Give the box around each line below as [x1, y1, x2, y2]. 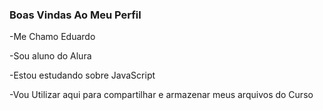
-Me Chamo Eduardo [9, 31, 96, 43]
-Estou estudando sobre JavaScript [9, 69, 156, 82]
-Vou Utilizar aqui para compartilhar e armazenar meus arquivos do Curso [9, 89, 314, 101]
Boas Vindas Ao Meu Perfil [9, 8, 142, 22]
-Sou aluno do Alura [9, 50, 92, 62]
